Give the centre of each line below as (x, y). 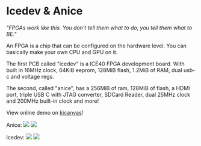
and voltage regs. (32, 76)
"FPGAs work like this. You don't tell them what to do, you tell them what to (99, 28)
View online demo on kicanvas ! (45, 112)
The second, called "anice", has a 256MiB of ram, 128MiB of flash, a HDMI (98, 88)
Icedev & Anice (45, 11)
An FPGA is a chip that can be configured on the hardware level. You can (96, 46)
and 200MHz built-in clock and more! (53, 101)
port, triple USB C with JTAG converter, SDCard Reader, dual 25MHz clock (98, 94)
